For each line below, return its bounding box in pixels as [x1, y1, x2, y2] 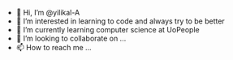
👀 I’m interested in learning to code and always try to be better [15, 16, 225, 26]
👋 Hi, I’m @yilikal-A [15, 8, 80, 17]
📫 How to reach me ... [15, 43, 92, 52]
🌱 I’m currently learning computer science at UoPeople [15, 25, 201, 34]
